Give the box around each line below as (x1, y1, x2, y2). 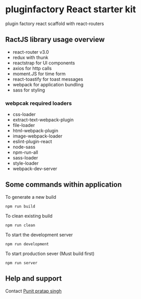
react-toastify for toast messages (12, 76, 83, 82)
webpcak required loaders (5, 100, 72, 107)
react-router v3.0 (12, 49, 49, 55)
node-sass (12, 144, 36, 150)
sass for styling (12, 87, 45, 93)
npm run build (5, 203, 36, 209)
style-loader (12, 160, 39, 167)
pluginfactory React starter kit (5, 4, 136, 15)
